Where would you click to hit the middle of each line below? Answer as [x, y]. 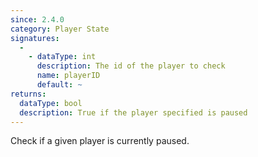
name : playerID [68, 76]
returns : [28, 94]
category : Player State [60, 29]
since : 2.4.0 [37, 19]
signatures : [35, 38]
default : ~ [59, 85]
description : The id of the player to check [131, 66]
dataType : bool [51, 103]
